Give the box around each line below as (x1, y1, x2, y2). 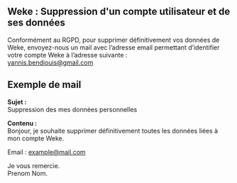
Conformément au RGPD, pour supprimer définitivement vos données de (7, 35, 220, 44)
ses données (7, 17, 66, 29)
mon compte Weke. (7, 134, 65, 143)
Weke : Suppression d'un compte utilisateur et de (7, 6, 231, 18)
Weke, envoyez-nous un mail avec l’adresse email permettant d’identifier (7, 43, 220, 52)
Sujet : (7, 97, 27, 106)
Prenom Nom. (7, 169, 48, 177)
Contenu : (7, 118, 38, 127)
